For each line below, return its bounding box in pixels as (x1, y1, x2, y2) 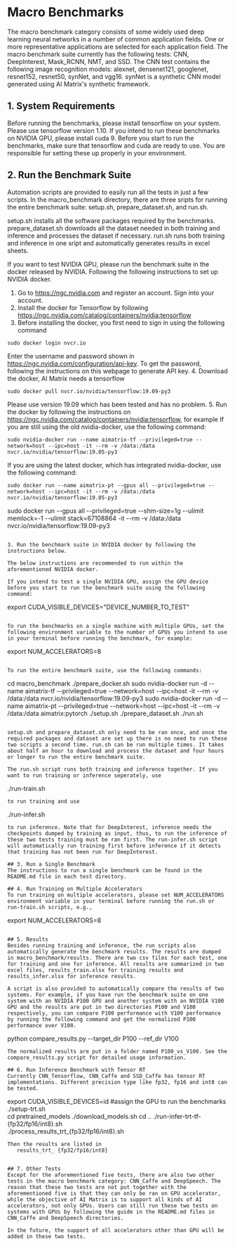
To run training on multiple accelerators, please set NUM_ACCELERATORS (7, 891, 224, 899)
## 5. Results (7, 936, 49, 943)
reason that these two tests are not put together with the (7, 1183, 187, 1190)
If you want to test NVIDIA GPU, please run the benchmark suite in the (7, 259, 210, 268)
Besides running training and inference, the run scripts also (7, 942, 196, 949)
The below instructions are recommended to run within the (7, 560, 184, 567)
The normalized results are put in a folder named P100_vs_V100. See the (7, 1048, 228, 1055)
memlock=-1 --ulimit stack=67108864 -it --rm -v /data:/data (7, 514, 181, 522)
